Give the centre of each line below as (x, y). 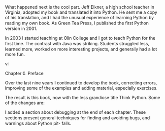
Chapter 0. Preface (24, 73)
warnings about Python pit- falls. (38, 123)
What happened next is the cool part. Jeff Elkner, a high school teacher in (80, 7)
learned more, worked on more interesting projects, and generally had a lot (81, 49)
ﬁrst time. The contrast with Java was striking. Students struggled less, (77, 43)
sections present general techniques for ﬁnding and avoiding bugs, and (78, 118)
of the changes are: (25, 103)
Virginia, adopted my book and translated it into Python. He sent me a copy (81, 12)
